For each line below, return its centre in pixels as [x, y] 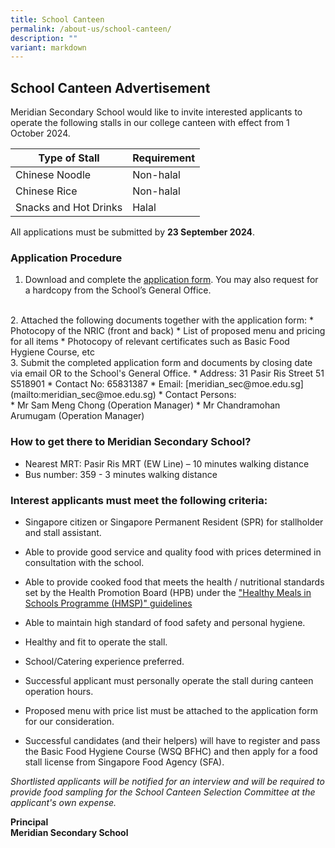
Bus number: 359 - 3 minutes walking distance [121, 474]
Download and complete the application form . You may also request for [171, 280]
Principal [29, 822]
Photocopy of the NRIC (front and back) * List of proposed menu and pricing [168, 331]
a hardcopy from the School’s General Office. [118, 290]
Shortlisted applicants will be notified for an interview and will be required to [167, 781]
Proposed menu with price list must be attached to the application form [171, 710]
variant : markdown [48, 47]
